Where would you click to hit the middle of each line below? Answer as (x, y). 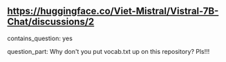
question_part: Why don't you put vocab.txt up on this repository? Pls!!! (109, 51)
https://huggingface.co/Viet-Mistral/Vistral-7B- (113, 11)
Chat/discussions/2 (51, 22)
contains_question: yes (40, 38)
